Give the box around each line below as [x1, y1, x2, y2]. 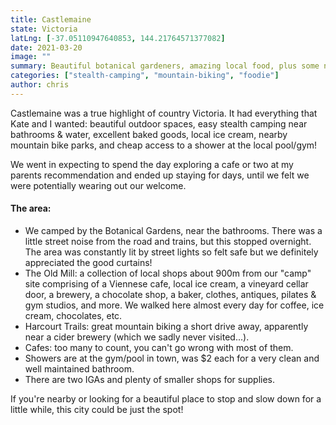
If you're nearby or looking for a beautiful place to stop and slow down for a [10, 392, 322, 405]
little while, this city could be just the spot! [10, 403, 184, 415]
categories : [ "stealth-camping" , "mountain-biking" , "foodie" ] [10, 71, 280, 81]
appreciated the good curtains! [24, 256, 153, 268]
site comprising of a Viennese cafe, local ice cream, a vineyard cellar [24, 277, 309, 290]
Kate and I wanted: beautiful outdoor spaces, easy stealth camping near [10, 117, 308, 130]
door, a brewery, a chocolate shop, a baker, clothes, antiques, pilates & [24, 288, 317, 300]
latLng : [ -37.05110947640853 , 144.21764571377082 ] [10, 33, 226, 43]
